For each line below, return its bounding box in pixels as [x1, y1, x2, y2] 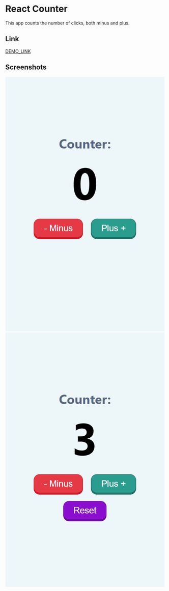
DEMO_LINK [5, 48, 31, 54]
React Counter [5, 3, 68, 15]
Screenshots [5, 63, 47, 72]
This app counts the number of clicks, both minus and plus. [5, 20, 130, 26]
